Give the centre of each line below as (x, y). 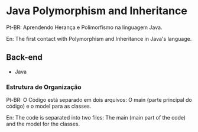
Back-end (25, 57)
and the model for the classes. (43, 124)
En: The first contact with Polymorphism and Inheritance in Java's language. (99, 38)
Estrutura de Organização (44, 87)
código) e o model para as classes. (49, 106)
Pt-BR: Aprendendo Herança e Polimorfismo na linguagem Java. (84, 27)
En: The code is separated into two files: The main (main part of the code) (96, 118)
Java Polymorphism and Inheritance (97, 11)
